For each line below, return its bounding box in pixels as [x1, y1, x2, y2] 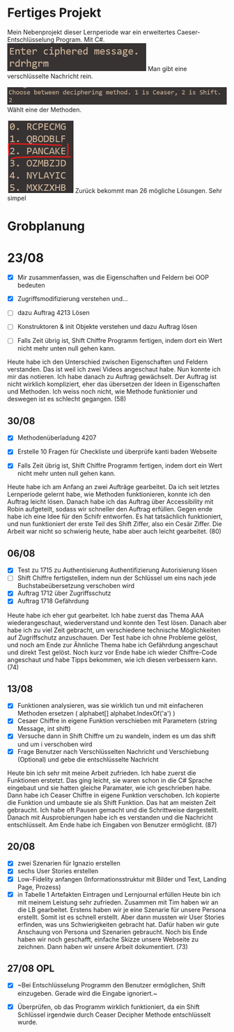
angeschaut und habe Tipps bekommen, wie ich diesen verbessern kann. [7, 655, 218, 663]
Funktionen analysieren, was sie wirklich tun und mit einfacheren [17, 702, 203, 710]
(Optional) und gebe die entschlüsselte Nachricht [17, 755, 159, 764]
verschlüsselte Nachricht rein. [7, 72, 93, 80]
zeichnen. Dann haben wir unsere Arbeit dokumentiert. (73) [17, 942, 188, 950]
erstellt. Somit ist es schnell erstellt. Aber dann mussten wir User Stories [17, 913, 225, 921]
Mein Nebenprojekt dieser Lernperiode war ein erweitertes [7, 28, 175, 36]
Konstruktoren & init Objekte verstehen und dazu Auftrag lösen [17, 323, 197, 331]
